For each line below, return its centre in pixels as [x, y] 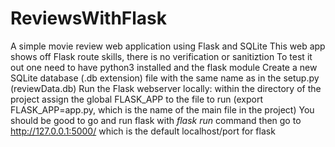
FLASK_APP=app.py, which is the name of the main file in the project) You [162, 109]
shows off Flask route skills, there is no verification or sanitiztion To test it [161, 56]
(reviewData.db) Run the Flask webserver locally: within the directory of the [166, 88]
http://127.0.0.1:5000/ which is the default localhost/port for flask [143, 131]
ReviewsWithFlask [89, 18]
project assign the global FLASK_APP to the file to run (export [137, 99]
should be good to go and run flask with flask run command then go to [156, 120]
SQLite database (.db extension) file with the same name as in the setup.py [165, 78]
